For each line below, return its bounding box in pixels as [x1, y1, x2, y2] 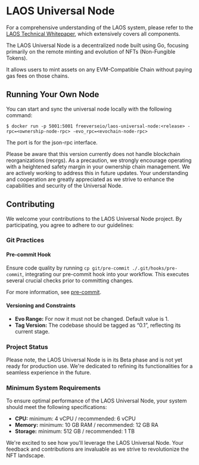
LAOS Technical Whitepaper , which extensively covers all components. [6, 30, 181, 37]
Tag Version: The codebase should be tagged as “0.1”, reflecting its [14, 322, 181, 329]
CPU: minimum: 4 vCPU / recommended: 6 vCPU [14, 415, 136, 422]
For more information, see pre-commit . [6, 288, 101, 295]
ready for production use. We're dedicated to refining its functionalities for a [6, 363, 193, 370]
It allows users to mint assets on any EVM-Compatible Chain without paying [6, 65, 192, 73]
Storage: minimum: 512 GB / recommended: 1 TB [14, 427, 135, 435]
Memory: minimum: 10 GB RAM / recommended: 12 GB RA [14, 422, 159, 429]
